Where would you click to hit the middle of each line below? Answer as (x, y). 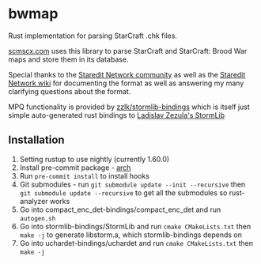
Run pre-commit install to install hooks (85, 175)
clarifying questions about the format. (70, 91)
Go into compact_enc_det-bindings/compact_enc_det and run (120, 209)
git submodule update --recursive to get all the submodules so (123, 192)
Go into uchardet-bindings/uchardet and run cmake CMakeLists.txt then (136, 243)
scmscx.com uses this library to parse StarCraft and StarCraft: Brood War (128, 51)
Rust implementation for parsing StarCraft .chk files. (93, 36)
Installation (36, 140)
